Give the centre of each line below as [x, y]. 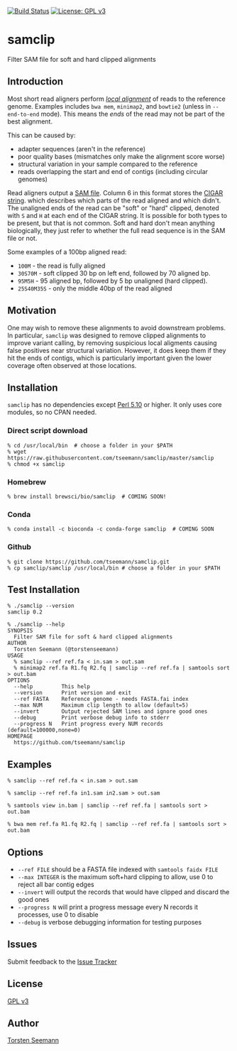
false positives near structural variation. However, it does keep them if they [117, 350]
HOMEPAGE [20, 736]
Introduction [35, 82]
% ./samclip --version [41, 606]
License [25, 984]
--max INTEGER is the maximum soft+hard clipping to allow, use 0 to [115, 877]
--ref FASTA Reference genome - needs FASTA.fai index [101, 699]
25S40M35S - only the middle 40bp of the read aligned [95, 288]
